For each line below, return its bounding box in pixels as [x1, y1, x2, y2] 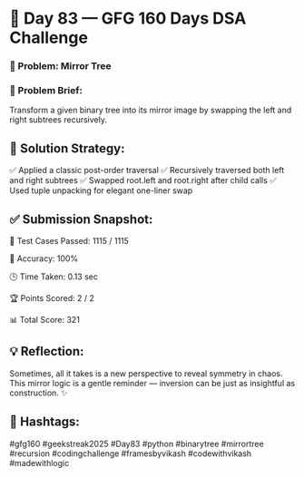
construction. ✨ [9, 387, 68, 398]
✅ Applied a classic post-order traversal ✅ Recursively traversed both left [9, 165, 285, 176]
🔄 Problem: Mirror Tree [9, 60, 112, 73]
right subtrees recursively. [9, 114, 107, 125]
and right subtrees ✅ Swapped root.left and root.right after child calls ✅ [9, 175, 277, 186]
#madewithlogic [9, 457, 70, 468]
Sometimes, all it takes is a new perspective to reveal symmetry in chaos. [9, 367, 283, 379]
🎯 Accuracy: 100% [9, 253, 79, 264]
